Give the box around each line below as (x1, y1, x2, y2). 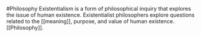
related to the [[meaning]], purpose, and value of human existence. (6, 18, 175, 24)
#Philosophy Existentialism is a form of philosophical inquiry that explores (6, 5, 191, 12)
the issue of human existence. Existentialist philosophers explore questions (6, 11, 195, 18)
